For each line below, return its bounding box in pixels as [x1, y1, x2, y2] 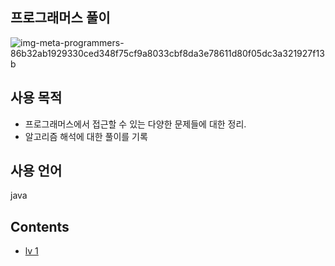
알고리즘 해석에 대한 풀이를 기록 [24, 130, 148, 142]
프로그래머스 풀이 [10, 9, 111, 27]
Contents [10, 218, 70, 235]
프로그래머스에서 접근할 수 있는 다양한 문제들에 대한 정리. [24, 118, 247, 130]
